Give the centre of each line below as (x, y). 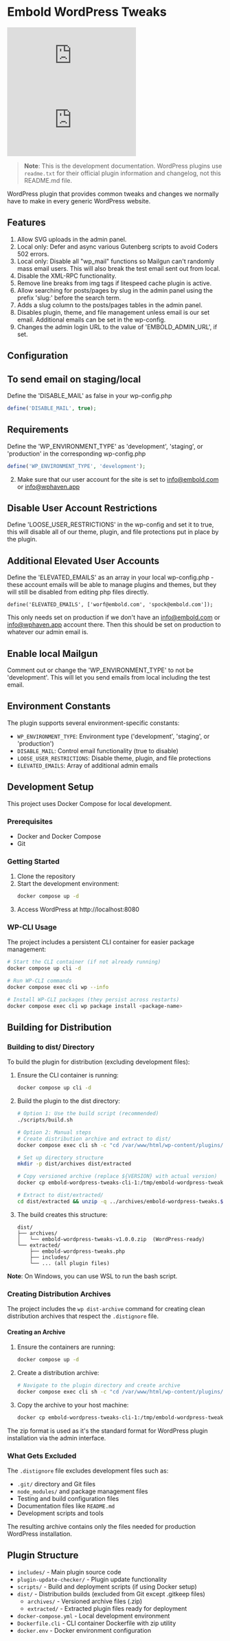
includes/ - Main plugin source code (69, 1572)
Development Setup (50, 787)
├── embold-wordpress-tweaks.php (78, 1251)
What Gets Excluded (42, 1455)
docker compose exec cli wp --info (58, 987)
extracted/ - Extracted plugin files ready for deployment (107, 1608)
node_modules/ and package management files (82, 1491)
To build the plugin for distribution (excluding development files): (99, 1062)
